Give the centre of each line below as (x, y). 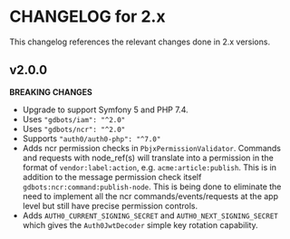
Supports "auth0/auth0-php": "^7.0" (92, 139)
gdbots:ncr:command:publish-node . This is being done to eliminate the (152, 186)
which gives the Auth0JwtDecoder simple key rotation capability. (140, 225)
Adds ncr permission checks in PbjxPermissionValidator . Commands (151, 148)
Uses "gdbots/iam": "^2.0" (74, 119)
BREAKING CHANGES (51, 91)
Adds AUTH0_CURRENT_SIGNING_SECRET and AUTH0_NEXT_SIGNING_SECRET (150, 215)
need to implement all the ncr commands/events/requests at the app (150, 196)
